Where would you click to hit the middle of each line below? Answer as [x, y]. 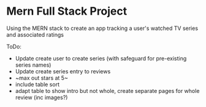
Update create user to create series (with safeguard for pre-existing [101, 58]
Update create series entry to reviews [63, 71]
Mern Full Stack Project [67, 11]
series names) [33, 65]
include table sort [37, 84]
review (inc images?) [41, 97]
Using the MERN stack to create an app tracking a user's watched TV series [102, 28]
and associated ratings [35, 34]
